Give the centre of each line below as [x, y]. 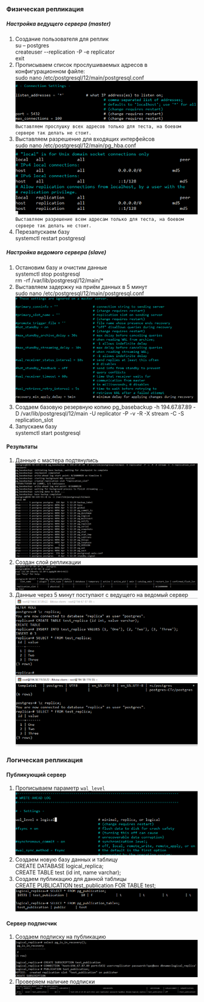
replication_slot [34, 420]
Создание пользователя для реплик [62, 39]
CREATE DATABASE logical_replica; [59, 866]
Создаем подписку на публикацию [60, 937]
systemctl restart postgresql [50, 238]
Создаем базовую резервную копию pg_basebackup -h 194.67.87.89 [104, 407]
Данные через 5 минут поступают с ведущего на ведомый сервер [101, 595]
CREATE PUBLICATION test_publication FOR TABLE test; [85, 885]
